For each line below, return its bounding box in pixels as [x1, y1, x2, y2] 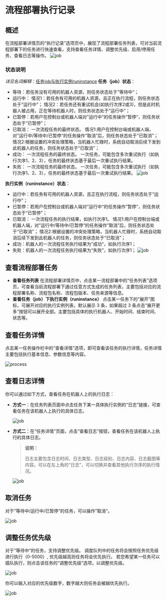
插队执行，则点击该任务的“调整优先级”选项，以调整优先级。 [5, 560, 127, 566]
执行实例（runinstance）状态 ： [5, 180, 71, 187]
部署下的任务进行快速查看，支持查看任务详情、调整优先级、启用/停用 [9, 46, 151, 52]
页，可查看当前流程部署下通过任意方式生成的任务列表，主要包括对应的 [12, 284, 157, 290]
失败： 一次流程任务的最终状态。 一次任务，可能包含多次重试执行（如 [12, 164, 155, 170]
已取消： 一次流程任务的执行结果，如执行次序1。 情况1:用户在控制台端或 [12, 216, 160, 222]
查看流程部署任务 [5, 263, 58, 272]
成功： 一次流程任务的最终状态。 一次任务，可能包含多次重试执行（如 [12, 151, 155, 157]
